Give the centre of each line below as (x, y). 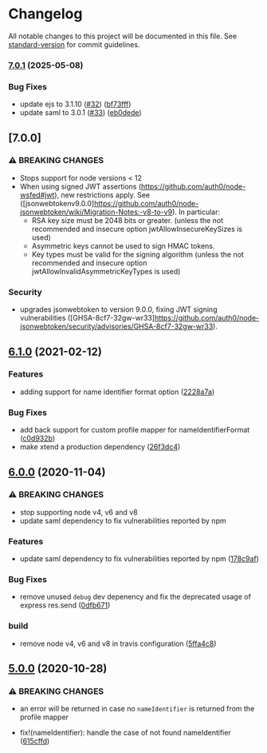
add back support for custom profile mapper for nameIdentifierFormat (135, 430)
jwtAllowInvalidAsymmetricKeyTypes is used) (106, 271)
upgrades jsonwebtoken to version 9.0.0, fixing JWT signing (118, 309)
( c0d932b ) (37, 438)
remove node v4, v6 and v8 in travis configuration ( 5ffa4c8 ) (118, 643)
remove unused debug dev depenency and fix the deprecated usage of (135, 597)
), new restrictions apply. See (102, 195)
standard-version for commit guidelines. (74, 44)
